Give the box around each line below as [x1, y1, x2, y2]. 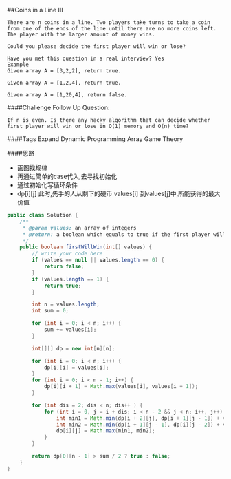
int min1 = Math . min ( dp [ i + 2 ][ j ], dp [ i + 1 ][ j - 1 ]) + [56, 414, 220, 422]
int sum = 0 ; [32, 308, 69, 315]
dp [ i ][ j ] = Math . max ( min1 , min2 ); [56, 427, 155, 434]
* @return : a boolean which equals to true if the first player [22, 231, 211, 238]
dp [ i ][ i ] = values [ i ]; [43, 364, 109, 371]
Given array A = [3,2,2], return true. [7, 67, 122, 74]
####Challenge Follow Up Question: [7, 103, 110, 111]
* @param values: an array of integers [22, 224, 137, 231]
